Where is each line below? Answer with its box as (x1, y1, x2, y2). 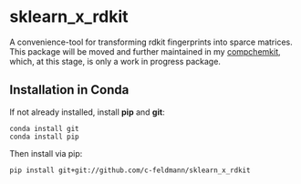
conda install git (9, 124, 79, 133)
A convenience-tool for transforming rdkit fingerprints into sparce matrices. (9, 36, 294, 47)
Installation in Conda (9, 82, 130, 97)
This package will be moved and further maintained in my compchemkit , (9, 46, 281, 56)
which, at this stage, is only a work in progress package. (9, 56, 222, 66)
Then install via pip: (9, 148, 83, 158)
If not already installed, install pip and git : (9, 107, 166, 118)
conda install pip (9, 132, 79, 141)
